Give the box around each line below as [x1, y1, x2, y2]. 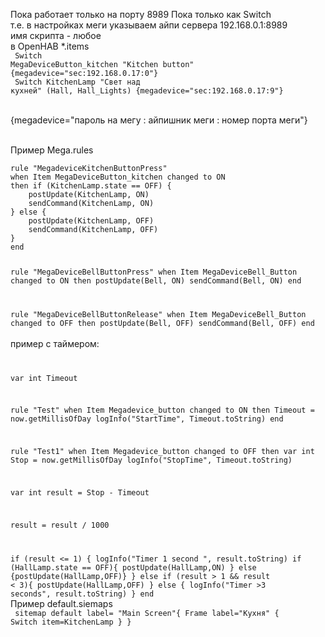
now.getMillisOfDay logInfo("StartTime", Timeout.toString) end [10, 414, 284, 424]
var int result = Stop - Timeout [10, 488, 150, 498]
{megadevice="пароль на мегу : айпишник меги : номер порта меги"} [10, 114, 308, 126]
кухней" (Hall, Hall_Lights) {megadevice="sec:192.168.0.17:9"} [10, 86, 284, 96]
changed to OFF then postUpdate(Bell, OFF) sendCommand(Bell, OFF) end [10, 318, 315, 328]
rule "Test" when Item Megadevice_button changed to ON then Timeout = [10, 405, 315, 416]
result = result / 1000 [10, 520, 110, 530]
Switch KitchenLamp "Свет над [14, 77, 141, 87]
